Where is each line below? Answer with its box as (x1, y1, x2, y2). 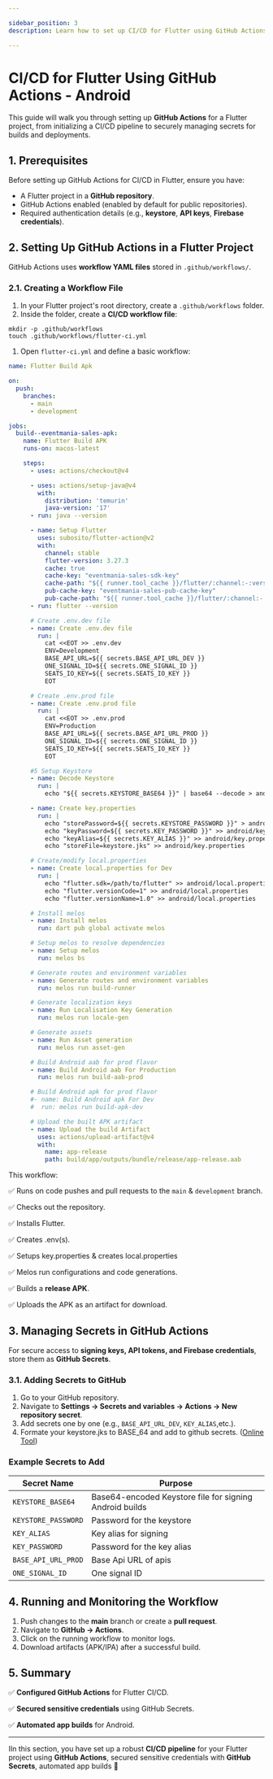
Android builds (91, 1501, 147, 1512)
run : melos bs (37, 954, 85, 962)
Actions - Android (8, 86, 132, 104)
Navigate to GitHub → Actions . (19, 1625, 124, 1635)
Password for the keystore (91, 1514, 192, 1525)
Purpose (158, 1477, 193, 1489)
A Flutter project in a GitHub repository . (19, 191, 154, 201)
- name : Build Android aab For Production (29, 1066, 176, 1074)
